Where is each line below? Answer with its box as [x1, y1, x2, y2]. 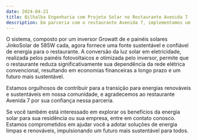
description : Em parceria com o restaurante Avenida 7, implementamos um [6, 19, 191, 25]
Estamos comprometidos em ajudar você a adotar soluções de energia [6, 121, 178, 128]
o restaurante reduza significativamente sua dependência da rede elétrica [6, 61, 185, 68]
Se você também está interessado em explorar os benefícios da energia [6, 108, 181, 115]
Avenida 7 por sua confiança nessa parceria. [6, 97, 114, 104]
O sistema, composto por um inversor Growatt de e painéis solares [6, 36, 168, 43]
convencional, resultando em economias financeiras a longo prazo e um [6, 67, 181, 74]
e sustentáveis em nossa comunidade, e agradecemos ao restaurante [6, 91, 175, 98]
